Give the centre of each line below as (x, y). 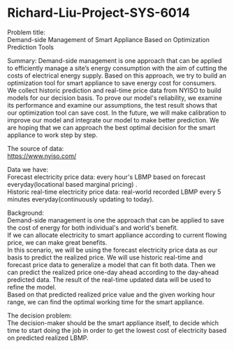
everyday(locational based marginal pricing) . (72, 184)
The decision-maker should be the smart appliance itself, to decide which (113, 322)
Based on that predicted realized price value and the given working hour (111, 294)
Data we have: (28, 169)
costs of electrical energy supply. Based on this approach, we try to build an (117, 76)
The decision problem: (39, 315)
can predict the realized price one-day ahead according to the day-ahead (113, 272)
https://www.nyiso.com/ (42, 156)
